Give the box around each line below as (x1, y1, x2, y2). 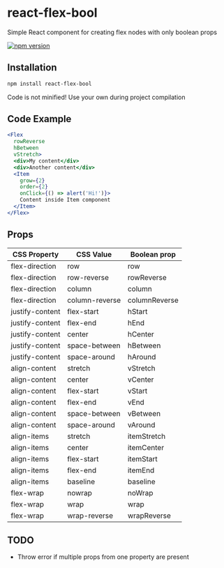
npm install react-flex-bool (7, 80, 92, 87)
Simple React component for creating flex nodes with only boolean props (7, 28, 218, 36)
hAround (127, 352, 156, 361)
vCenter (127, 375, 154, 384)
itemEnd (127, 465, 155, 475)
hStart (127, 306, 148, 316)
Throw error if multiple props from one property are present (17, 553, 190, 561)
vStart (127, 386, 148, 396)
